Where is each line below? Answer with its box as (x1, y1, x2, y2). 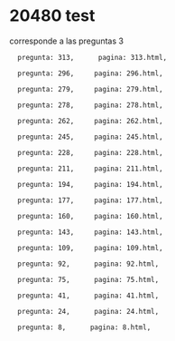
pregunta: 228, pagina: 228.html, (17, 148, 164, 157)
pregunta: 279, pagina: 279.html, (17, 84, 164, 93)
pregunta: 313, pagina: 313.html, (17, 53, 168, 62)
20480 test (9, 5, 96, 26)
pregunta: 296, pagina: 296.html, (17, 69, 164, 78)
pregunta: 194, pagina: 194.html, (17, 180, 164, 189)
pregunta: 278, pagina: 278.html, (17, 101, 164, 110)
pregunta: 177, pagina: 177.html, (17, 196, 164, 205)
